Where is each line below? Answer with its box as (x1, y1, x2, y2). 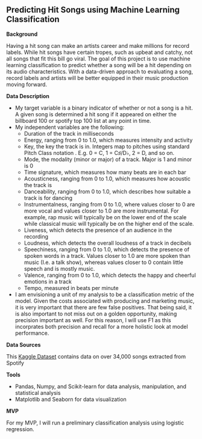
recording (24, 233, 49, 240)
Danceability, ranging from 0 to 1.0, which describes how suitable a (24, 188, 191, 195)
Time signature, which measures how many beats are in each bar (24, 168, 186, 176)
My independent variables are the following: (14, 124, 125, 131)
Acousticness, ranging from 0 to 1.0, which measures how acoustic (24, 175, 191, 182)
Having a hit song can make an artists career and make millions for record (6, 42, 190, 49)
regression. (6, 425, 34, 432)
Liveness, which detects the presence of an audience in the (24, 226, 172, 234)
